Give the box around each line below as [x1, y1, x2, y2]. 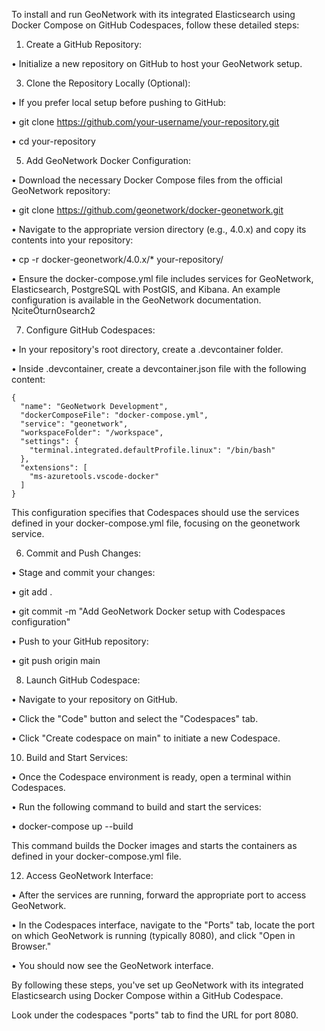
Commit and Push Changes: [25, 547, 142, 559]
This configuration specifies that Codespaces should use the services [11, 507, 300, 518]
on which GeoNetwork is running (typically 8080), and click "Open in [11, 930, 296, 941]
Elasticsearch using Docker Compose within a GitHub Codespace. [11, 990, 284, 1001]
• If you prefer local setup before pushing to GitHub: [11, 97, 227, 108]
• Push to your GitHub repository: [11, 635, 149, 647]
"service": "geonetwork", [20, 419, 129, 429]
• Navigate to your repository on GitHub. [11, 694, 178, 705]
